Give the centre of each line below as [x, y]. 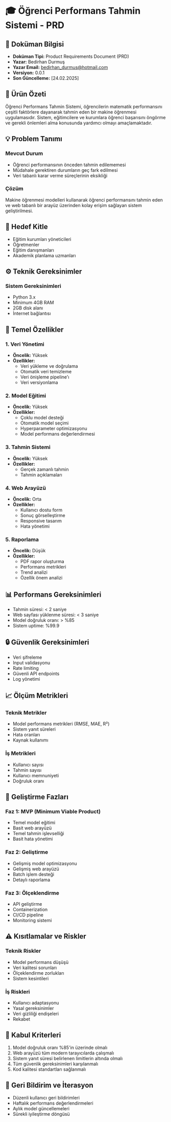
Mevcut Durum [24, 153]
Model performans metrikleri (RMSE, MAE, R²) [61, 724]
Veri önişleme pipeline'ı [45, 377]
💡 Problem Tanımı [34, 139]
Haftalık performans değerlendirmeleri [53, 1103]
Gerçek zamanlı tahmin [44, 469]
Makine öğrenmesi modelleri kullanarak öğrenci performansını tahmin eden [84, 200]
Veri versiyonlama [39, 382]
